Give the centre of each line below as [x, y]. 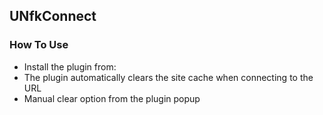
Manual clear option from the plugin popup [112, 98]
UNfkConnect [53, 16]
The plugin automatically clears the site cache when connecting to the [168, 77]
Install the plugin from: [70, 66]
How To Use [39, 45]
